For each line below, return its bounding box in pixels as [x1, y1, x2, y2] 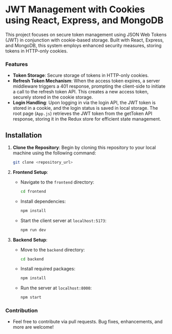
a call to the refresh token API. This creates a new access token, [12, 89, 149, 95]
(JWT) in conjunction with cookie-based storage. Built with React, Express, [5, 37, 164, 43]
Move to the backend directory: [20, 246, 85, 252]
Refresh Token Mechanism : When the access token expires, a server [12, 78, 160, 84]
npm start [20, 295, 42, 300]
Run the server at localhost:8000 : [20, 285, 92, 291]
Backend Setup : [12, 237, 48, 243]
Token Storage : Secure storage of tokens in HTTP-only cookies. [12, 72, 149, 78]
